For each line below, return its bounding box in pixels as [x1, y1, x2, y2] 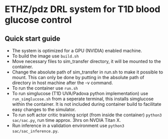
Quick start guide [5, 34, 61, 43]
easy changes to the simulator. [12, 107, 76, 112]
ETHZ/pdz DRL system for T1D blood [5, 4, 160, 15]
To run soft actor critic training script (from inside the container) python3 [12, 112, 162, 118]
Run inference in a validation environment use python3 [12, 122, 125, 128]
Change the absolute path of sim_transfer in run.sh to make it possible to [12, 69, 163, 75]
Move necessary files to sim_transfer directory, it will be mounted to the [12, 58, 161, 64]
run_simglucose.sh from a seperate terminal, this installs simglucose [12, 96, 154, 102]
